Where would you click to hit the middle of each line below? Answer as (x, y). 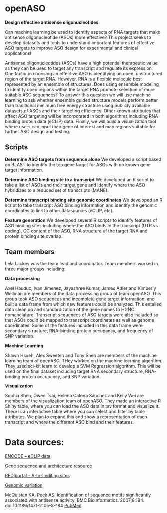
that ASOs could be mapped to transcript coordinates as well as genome (80, 320)
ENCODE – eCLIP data (28, 456)
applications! (18, 53)
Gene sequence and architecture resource (49, 466)
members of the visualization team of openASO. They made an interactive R (83, 401)
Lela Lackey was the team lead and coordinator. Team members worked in (82, 263)
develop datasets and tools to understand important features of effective (80, 42)
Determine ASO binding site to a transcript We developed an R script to (80, 179)
